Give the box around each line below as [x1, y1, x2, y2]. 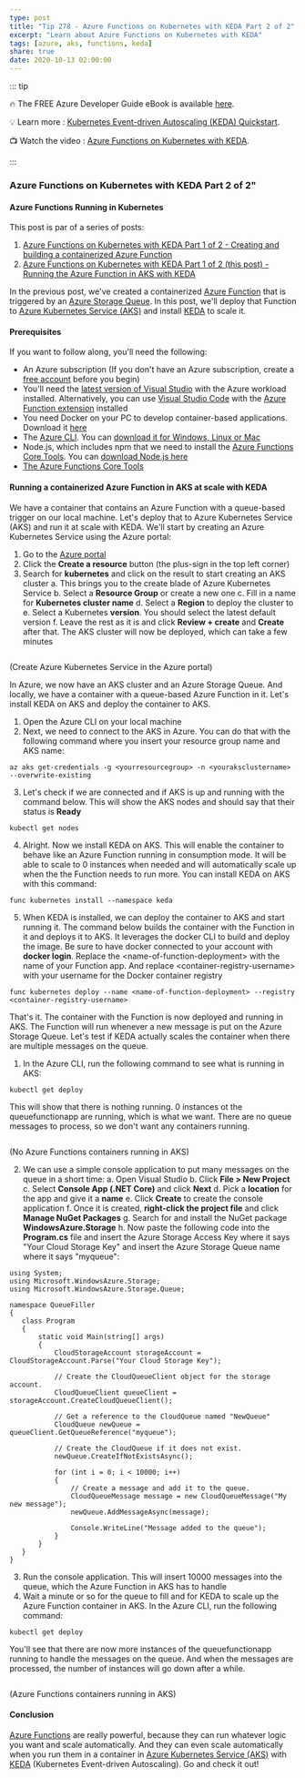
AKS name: [22, 745, 66, 756]
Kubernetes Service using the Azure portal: [9, 531, 171, 542]
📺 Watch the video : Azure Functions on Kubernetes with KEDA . [9, 136, 250, 146]
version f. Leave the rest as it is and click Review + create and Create [22, 616, 285, 627]
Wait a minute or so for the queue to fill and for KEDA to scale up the [22, 1590, 280, 1601]
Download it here [22, 422, 87, 433]
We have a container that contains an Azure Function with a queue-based [9, 502, 286, 513]
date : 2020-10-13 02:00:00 [9, 56, 112, 65]
